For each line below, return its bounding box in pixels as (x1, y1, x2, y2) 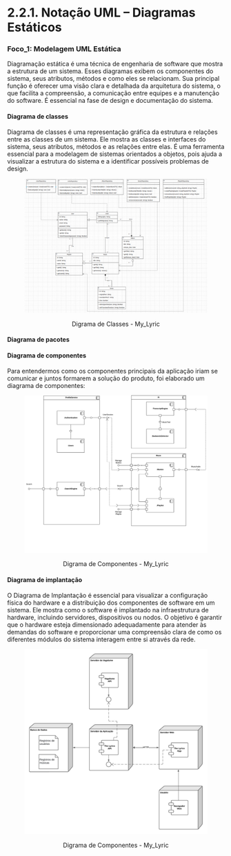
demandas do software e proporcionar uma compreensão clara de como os (7, 628, 222, 636)
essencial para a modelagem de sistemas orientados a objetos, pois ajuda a (7, 150, 223, 158)
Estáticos (7, 19, 62, 35)
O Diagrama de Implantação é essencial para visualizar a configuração (7, 591, 208, 599)
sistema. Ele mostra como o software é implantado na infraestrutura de (7, 605, 209, 614)
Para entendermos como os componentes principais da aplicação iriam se (7, 367, 219, 375)
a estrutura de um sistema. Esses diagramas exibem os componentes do (7, 67, 214, 75)
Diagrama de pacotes (7, 335, 70, 344)
